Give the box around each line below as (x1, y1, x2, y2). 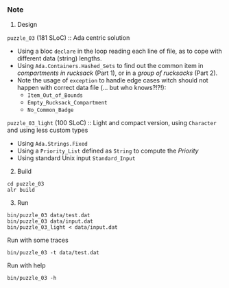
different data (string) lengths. (16, 54, 102, 63)
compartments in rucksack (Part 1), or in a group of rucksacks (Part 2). (16, 69, 218, 77)
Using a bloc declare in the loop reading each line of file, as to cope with (16, 47, 223, 56)
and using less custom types (7, 126, 88, 135)
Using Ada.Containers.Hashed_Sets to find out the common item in (16, 62, 204, 70)
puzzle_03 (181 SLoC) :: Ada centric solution (7, 34, 130, 42)
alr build (7, 187, 36, 194)
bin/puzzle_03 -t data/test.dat (7, 250, 99, 256)
